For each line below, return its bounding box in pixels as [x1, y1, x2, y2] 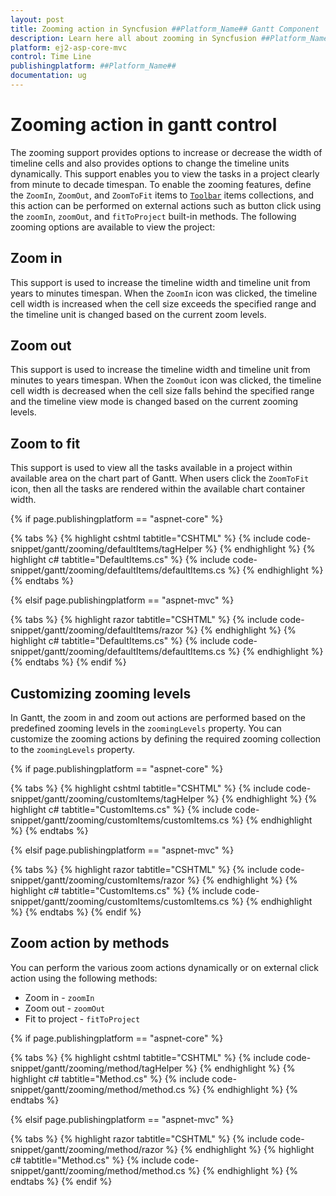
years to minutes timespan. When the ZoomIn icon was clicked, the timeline [10, 287, 318, 299]
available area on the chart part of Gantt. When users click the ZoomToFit [10, 472, 310, 485]
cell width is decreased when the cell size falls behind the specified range [10, 385, 315, 397]
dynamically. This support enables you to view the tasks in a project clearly [10, 167, 320, 180]
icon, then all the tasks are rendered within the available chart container [10, 483, 306, 495]
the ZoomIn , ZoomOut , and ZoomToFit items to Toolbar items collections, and [10, 189, 315, 201]
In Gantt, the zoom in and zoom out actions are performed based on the [10, 712, 306, 724]
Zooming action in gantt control [10, 114, 278, 136]
